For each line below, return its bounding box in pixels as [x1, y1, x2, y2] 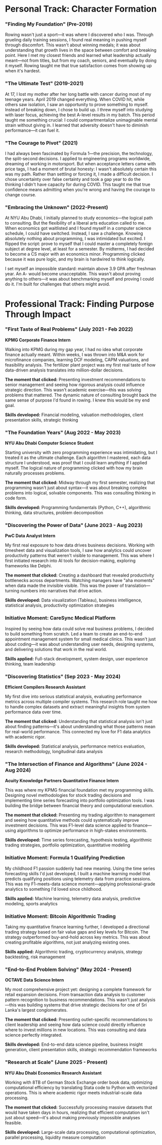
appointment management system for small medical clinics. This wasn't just [5, 636, 156, 642]
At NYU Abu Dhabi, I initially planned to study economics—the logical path [5, 215, 153, 221]
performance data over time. [5, 709, 62, 715]
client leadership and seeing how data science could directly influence [5, 1022, 146, 1028]
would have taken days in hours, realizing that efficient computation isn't [5, 1110, 150, 1115]
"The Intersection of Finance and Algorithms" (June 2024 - [5, 760, 147, 767]
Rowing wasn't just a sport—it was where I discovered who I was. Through [5, 32, 154, 37]
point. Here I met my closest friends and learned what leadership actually [5, 53, 151, 58]
